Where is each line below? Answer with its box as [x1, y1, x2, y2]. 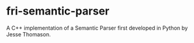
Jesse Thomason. [6, 30, 51, 38]
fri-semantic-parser [6, 4, 110, 18]
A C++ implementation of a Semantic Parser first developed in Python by [6, 24, 188, 31]
